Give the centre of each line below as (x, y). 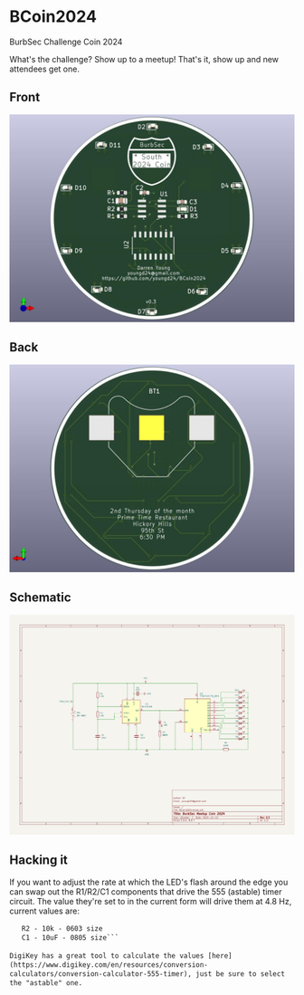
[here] (220, 956)
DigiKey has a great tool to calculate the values (107, 956)
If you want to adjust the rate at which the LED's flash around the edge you (149, 882)
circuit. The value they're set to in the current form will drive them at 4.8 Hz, (151, 901)
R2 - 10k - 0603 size (62, 928)
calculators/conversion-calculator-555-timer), (101, 974)
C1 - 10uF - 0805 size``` (70, 938)
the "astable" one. (46, 983)
